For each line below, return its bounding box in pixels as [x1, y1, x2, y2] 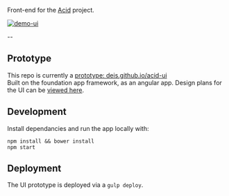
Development [7, 106, 67, 118]
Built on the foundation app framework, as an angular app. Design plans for [7, 78, 222, 87]
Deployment [7, 163, 62, 175]
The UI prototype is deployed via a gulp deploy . [7, 181, 144, 189]
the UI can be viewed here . [7, 86, 85, 94]
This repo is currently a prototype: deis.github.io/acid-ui [7, 71, 168, 79]
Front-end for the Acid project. [7, 6, 95, 14]
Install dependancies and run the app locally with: [7, 124, 149, 132]
